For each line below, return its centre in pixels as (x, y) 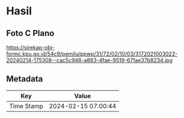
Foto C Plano (30, 33)
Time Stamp (26, 106)
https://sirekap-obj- (31, 47)
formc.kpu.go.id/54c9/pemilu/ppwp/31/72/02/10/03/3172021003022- (92, 54)
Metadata (25, 79)
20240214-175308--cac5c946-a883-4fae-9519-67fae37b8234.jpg (89, 60)
